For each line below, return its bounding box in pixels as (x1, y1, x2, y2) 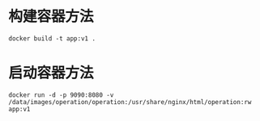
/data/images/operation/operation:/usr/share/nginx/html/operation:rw (8, 98, 252, 106)
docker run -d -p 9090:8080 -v (8, 90, 114, 99)
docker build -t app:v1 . (8, 34, 96, 43)
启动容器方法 (8, 64, 95, 82)
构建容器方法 (8, 7, 95, 26)
